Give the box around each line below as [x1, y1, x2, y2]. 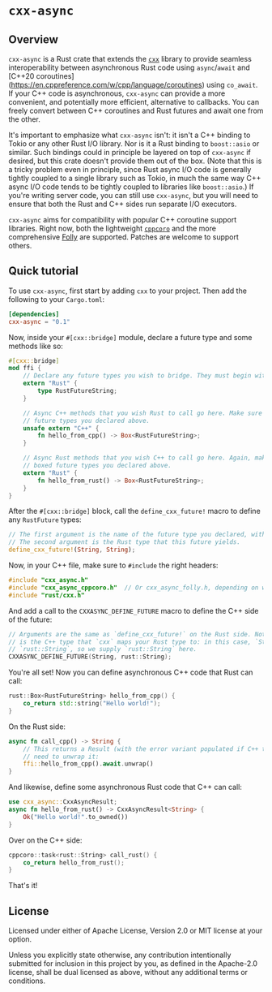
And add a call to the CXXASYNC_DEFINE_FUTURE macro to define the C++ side [8, 606, 259, 615]
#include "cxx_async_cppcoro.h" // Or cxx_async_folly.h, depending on [8, 584, 259, 592]
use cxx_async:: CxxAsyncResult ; [8, 798, 117, 806]
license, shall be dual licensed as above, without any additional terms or [8, 968, 249, 977]
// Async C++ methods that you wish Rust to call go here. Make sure [23, 409, 263, 417]
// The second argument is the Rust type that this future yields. [8, 538, 241, 546]
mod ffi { [8, 364, 42, 373]
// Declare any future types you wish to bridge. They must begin [23, 372, 252, 380]
